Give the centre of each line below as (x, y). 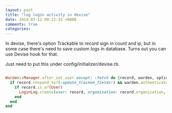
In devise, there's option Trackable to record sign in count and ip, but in (81, 43)
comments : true (21, 24)
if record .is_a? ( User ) (39, 87)
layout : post (19, 10)
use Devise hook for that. (32, 54)
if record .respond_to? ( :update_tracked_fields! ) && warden (74, 82)
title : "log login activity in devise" (48, 15)
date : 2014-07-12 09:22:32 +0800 (41, 19)
